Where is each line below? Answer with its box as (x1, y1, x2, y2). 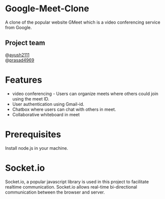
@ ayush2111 (5, 52, 30, 58)
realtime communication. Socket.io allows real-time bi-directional (5, 184, 137, 190)
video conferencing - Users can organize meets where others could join (12, 91, 159, 97)
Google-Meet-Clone (5, 3, 90, 14)
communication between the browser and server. (5, 189, 105, 195)
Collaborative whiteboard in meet (12, 111, 80, 117)
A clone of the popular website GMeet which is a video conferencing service (5, 19, 161, 25)
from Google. (5, 24, 32, 30)
